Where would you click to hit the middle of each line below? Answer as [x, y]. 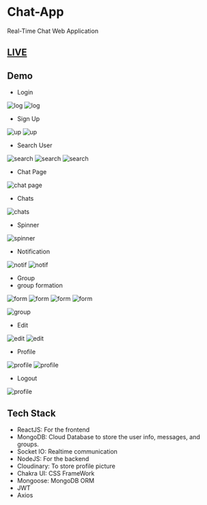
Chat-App [36, 12]
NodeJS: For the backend [53, 458]
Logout [27, 378]
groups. [28, 444]
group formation [40, 286]
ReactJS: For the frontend [53, 430]
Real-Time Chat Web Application [53, 31]
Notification [33, 251]
